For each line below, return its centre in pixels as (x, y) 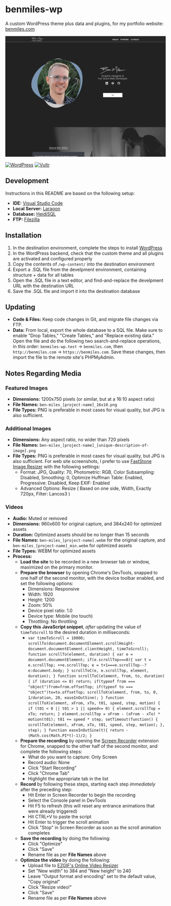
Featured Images (27, 388)
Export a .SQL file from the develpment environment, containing (79, 270)
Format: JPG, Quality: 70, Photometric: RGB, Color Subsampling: (88, 472)
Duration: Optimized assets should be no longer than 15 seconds (81, 534)
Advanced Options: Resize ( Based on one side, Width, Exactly (86, 488)
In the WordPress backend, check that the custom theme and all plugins (88, 253)
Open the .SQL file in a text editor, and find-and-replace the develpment (88, 280)
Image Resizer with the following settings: (56, 467)
